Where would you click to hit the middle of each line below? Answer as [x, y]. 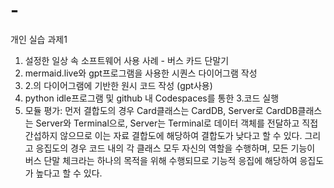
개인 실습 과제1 [39, 39]
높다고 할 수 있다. [69, 173]
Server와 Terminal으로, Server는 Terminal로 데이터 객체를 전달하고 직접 [177, 123]
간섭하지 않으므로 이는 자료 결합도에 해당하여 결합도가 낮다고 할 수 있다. [163, 135]
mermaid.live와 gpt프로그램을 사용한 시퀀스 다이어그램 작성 [141, 73]
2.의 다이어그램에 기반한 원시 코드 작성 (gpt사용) [118, 85]
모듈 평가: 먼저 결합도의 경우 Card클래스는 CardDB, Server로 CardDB [161, 110]
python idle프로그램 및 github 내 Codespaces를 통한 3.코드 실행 [152, 98]
